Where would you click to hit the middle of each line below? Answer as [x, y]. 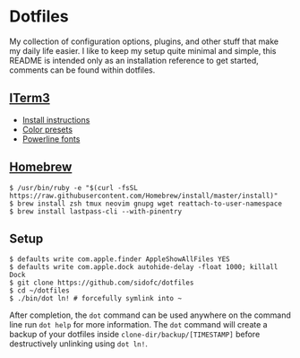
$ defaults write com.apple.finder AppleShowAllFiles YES [120, 259]
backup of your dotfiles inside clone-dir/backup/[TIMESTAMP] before [135, 335]
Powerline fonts [51, 139]
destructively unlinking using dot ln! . [78, 344]
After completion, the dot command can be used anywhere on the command [150, 315]
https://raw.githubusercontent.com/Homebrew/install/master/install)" [144, 196]
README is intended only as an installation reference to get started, [134, 60]
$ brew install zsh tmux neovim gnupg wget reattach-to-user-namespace [146, 204]
